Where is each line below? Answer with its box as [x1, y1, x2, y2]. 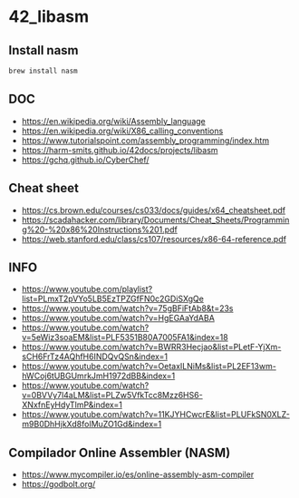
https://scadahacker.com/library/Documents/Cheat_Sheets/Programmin [21, 214, 290, 225]
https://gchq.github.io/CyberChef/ [21, 154, 150, 165]
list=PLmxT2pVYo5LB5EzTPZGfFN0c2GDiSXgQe [21, 293, 205, 305]
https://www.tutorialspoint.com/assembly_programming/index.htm [21, 134, 269, 146]
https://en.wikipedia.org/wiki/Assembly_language [21, 115, 206, 126]
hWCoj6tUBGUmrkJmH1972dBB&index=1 [21, 370, 176, 382]
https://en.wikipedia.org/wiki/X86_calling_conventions [21, 125, 224, 136]
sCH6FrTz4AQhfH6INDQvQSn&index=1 [21, 351, 169, 362]
